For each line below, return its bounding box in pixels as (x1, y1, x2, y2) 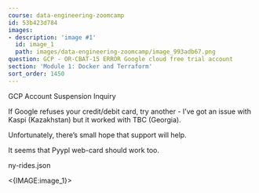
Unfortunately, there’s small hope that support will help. (8, 130, 187, 140)
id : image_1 (15, 41, 55, 49)
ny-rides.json (8, 160, 51, 169)
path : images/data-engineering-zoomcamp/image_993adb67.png (15, 48, 216, 56)
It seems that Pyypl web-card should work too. (8, 145, 159, 155)
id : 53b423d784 (8, 19, 58, 27)
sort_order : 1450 (8, 70, 65, 78)
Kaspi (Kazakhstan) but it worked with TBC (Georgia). (8, 115, 182, 124)
